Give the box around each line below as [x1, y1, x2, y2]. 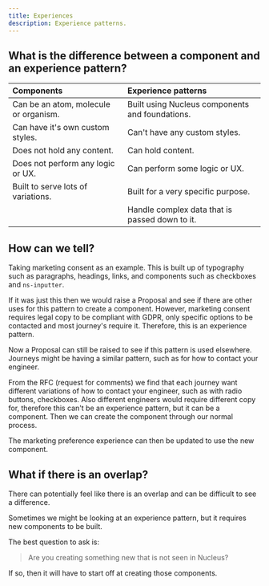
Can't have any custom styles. [127, 127, 241, 138]
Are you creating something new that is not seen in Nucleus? [27, 552, 229, 562]
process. [8, 421, 38, 430]
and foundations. [127, 109, 191, 120]
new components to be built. [8, 521, 102, 531]
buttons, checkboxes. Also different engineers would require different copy [8, 395, 256, 405]
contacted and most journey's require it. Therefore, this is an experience [8, 321, 247, 331]
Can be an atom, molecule [12, 99, 110, 110]
